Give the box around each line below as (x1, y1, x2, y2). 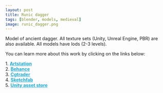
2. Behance (5, 66, 30, 72)
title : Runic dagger (5, 12, 50, 17)
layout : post (5, 7, 33, 13)
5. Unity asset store (5, 82, 48, 88)
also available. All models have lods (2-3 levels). (5, 41, 107, 47)
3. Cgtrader (5, 72, 31, 78)
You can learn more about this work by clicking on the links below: (5, 51, 146, 57)
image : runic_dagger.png (5, 21, 58, 27)
